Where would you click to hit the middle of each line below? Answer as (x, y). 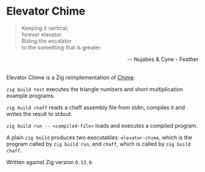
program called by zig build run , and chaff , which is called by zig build (99, 143)
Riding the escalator (46, 41)
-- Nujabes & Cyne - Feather (163, 59)
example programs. (31, 95)
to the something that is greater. (61, 47)
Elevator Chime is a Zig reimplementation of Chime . (71, 77)
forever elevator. (42, 34)
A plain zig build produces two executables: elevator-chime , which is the (99, 137)
